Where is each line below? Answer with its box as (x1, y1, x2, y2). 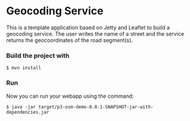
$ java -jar (6, 104, 36, 110)
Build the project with (6, 51, 70, 60)
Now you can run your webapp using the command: (6, 92, 134, 100)
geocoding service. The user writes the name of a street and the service (6, 30, 185, 37)
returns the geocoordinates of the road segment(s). (6, 36, 133, 44)
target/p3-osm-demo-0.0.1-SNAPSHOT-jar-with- (38, 104, 154, 110)
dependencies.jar (6, 109, 50, 115)
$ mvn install (6, 65, 42, 71)
